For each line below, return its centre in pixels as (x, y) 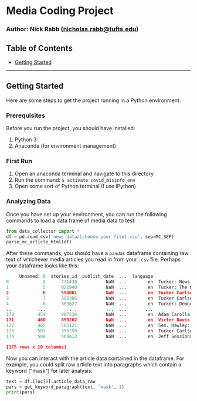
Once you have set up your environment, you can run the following (86, 214)
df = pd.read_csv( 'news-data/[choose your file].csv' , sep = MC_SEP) (90, 237)
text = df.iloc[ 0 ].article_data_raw (51, 381)
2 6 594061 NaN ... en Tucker (90, 293)
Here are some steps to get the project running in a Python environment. (94, 100)
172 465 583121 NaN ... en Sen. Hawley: (98, 326)
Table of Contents (40, 48)
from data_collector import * (43, 231)
